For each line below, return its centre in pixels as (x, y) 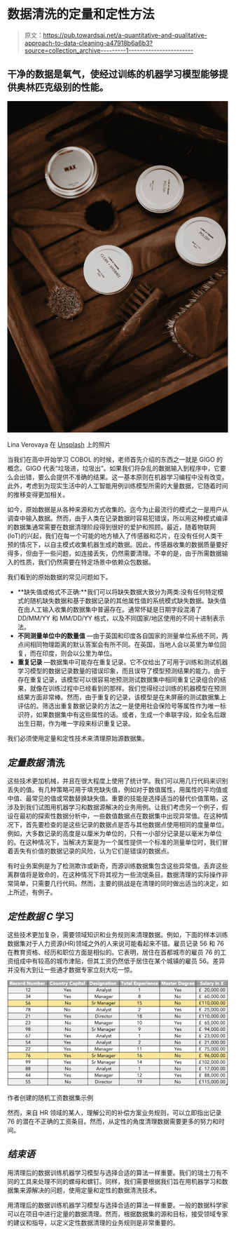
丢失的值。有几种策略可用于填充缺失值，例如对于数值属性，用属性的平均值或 (118, 790)
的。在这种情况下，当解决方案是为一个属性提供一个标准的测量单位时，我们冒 (118, 842)
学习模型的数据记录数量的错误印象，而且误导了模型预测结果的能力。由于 (122, 671)
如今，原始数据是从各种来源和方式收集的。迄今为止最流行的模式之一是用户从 (118, 510)
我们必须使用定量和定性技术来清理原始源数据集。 (78, 739)
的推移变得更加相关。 (38, 494)
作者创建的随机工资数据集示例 (50, 1098)
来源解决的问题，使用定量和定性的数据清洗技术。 (90, 1190)
